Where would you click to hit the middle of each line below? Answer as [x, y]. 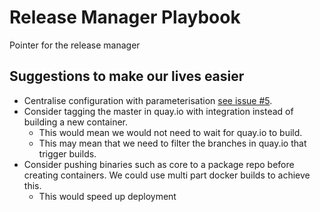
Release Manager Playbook [125, 17]
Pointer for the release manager [75, 45]
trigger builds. [67, 153]
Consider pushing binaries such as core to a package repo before [159, 164]
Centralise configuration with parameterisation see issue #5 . [148, 100]
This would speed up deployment [107, 196]
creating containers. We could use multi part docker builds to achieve [167, 175]
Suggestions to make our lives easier [127, 76]
